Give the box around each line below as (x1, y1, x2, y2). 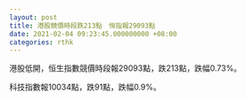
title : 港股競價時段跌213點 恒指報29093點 (9, 21, 156, 30)
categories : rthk (9, 37, 74, 47)
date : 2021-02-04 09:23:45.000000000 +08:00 (9, 29, 177, 38)
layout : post (9, 12, 58, 22)
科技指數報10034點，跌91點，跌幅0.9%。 (9, 81, 162, 93)
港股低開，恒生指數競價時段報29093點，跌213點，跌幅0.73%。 (9, 63, 242, 73)
